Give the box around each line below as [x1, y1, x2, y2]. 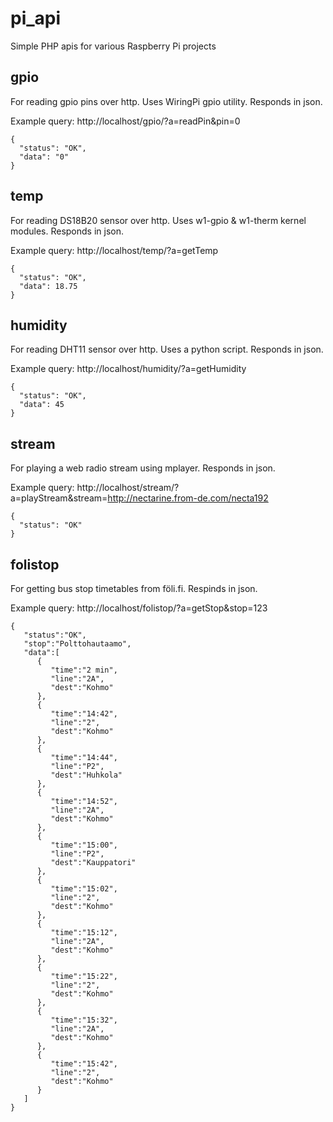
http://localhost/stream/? [76, 482, 180, 494]
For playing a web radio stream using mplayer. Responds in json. [10, 462, 276, 474]
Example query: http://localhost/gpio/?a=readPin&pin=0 [10, 115, 241, 127]
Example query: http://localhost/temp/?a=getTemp [10, 244, 219, 256]
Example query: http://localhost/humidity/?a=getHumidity [10, 363, 247, 375]
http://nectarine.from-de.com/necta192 [107, 492, 269, 504]
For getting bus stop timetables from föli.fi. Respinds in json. [10, 583, 258, 594]
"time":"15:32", [50, 1015, 118, 1025]
